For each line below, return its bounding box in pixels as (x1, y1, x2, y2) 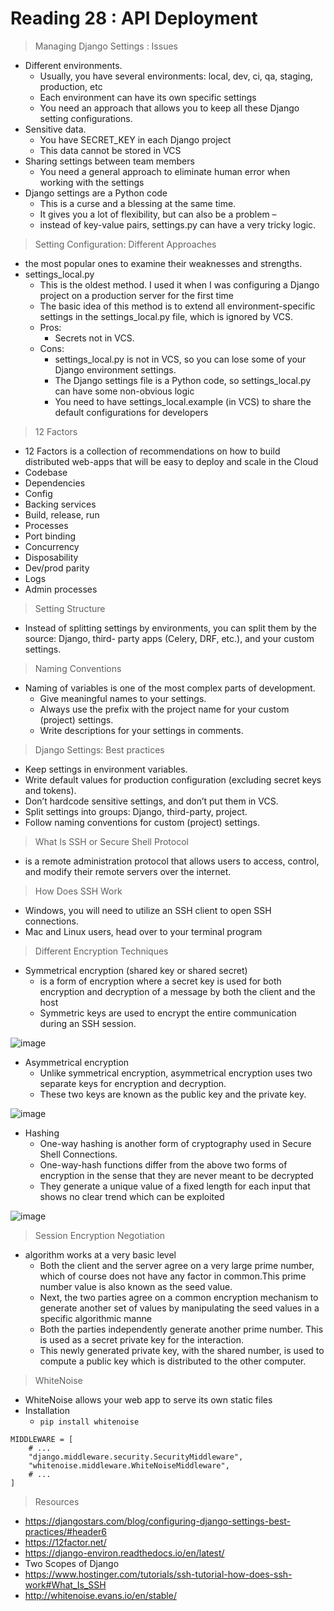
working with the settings (39, 176, 145, 188)
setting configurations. (39, 112, 133, 124)
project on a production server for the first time (39, 289, 234, 301)
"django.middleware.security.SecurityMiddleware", (28, 1452, 244, 1462)
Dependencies (24, 477, 86, 489)
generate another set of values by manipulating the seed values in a (39, 1302, 320, 1314)
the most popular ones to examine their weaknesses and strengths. (24, 257, 303, 269)
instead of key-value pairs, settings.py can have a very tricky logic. (39, 218, 317, 231)
